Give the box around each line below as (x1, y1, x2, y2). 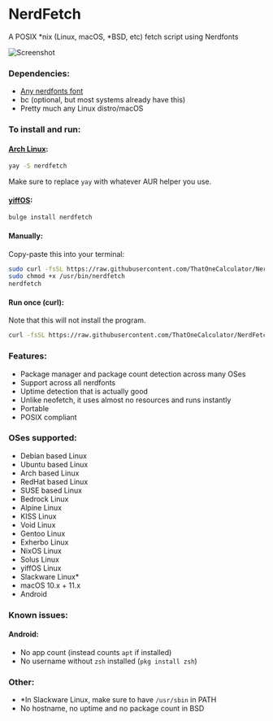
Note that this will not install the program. (8, 315, 146, 325)
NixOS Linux (19, 545, 63, 555)
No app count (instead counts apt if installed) (19, 647, 172, 657)
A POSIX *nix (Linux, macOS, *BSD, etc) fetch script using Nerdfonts (8, 32, 239, 41)
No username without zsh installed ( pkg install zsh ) (19, 656, 197, 666)
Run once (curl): (8, 298, 65, 307)
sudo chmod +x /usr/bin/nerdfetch (8, 272, 126, 280)
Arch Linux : (8, 144, 49, 154)
